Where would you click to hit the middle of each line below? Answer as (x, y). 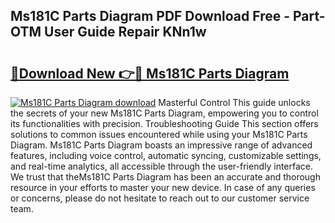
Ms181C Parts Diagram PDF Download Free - (150, 16)
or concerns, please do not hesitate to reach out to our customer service (160, 198)
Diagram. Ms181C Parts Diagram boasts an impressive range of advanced (161, 145)
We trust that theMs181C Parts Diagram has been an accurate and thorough (165, 177)
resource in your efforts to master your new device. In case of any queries (163, 187)
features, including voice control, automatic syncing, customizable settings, (166, 155)
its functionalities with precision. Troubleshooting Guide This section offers (164, 123)
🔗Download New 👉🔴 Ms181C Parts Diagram (150, 73)
